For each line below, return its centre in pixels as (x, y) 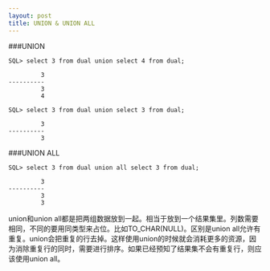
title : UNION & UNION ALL (51, 23)
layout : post (30, 16)
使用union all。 (40, 258)
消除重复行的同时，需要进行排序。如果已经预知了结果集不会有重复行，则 (135, 249)
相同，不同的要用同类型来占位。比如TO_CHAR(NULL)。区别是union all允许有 (135, 229)
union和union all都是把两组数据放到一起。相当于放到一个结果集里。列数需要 (133, 218)
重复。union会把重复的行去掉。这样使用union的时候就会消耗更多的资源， (129, 238)
